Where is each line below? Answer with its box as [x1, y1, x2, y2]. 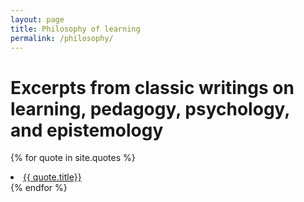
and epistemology [10, 119, 164, 141]
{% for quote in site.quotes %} [10, 152, 136, 164]
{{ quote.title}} [23, 171, 82, 183]
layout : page [10, 14, 65, 25]
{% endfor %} [10, 182, 68, 194]
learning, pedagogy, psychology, [10, 97, 290, 120]
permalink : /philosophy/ [10, 33, 114, 43]
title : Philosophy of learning [10, 24, 141, 34]
